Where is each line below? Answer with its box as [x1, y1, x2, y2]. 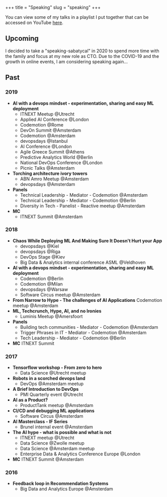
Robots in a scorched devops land [12, 376, 86, 382]
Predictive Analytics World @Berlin [20, 154, 93, 160]
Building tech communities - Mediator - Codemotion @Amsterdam [20, 324, 158, 330]
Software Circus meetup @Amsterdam [20, 292, 101, 298]
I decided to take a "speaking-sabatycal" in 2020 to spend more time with [5, 48, 159, 54]
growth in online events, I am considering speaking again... [5, 58, 128, 65]
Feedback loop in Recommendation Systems [12, 480, 109, 487]
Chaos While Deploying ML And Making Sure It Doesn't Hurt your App [12, 237, 162, 243]
